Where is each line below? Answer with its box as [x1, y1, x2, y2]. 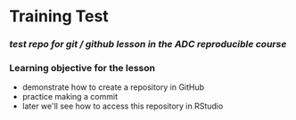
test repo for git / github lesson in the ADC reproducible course [9, 38, 287, 51]
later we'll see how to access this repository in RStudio [21, 100, 224, 112]
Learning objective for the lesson [9, 62, 156, 75]
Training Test [9, 6, 109, 27]
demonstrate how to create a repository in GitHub [21, 82, 205, 92]
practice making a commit [21, 92, 119, 102]
